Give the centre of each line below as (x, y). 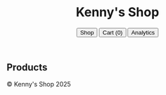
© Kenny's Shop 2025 (39, 84)
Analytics (143, 32)
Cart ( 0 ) (113, 32)
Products (27, 67)
